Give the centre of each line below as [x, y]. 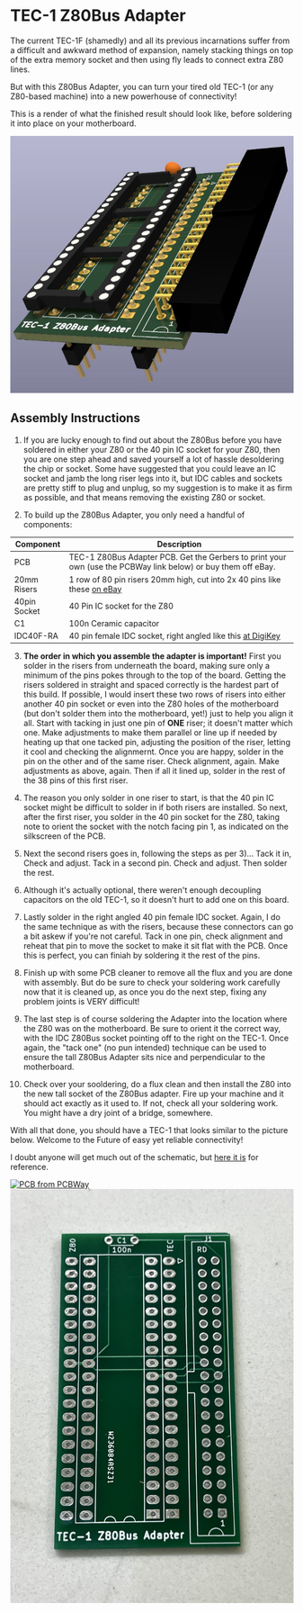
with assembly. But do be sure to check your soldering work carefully [151, 982]
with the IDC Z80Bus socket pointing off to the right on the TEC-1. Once [156, 1038]
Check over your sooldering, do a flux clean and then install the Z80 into [157, 1084]
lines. [20, 69]
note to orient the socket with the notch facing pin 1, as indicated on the [156, 826]
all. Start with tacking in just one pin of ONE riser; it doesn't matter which [158, 723]
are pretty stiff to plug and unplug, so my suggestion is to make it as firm [158, 488]
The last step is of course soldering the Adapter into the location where [155, 1019]
